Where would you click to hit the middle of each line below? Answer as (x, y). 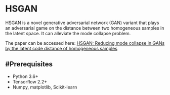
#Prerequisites (29, 64)
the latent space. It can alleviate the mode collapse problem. (68, 33)
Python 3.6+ (26, 76)
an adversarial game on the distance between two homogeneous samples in (85, 28)
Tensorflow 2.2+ (30, 81)
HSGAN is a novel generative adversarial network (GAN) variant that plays (82, 23)
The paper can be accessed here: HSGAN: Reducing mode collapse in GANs (85, 43)
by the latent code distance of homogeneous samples (61, 48)
